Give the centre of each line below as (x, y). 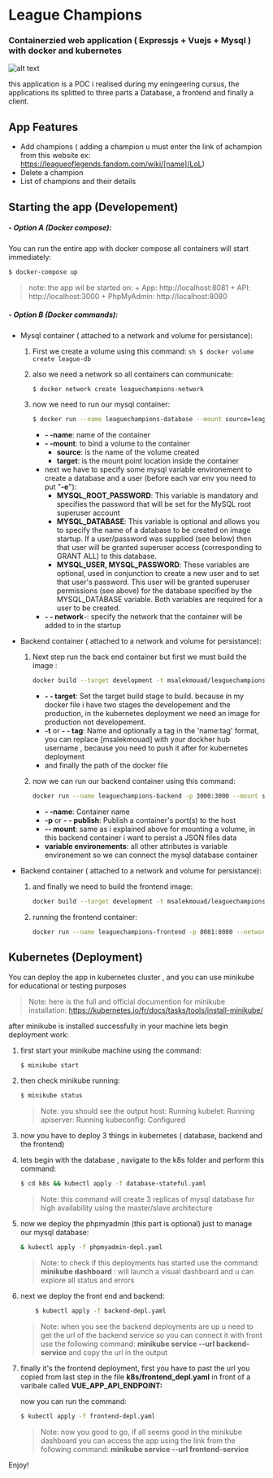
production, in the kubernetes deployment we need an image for (152, 714)
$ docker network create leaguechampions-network (118, 389)
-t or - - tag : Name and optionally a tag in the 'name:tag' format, (152, 731)
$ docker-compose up (43, 272)
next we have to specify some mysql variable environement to (148, 469)
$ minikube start (50, 1065)
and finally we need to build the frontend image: (113, 886)
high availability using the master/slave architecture (126, 1208)
